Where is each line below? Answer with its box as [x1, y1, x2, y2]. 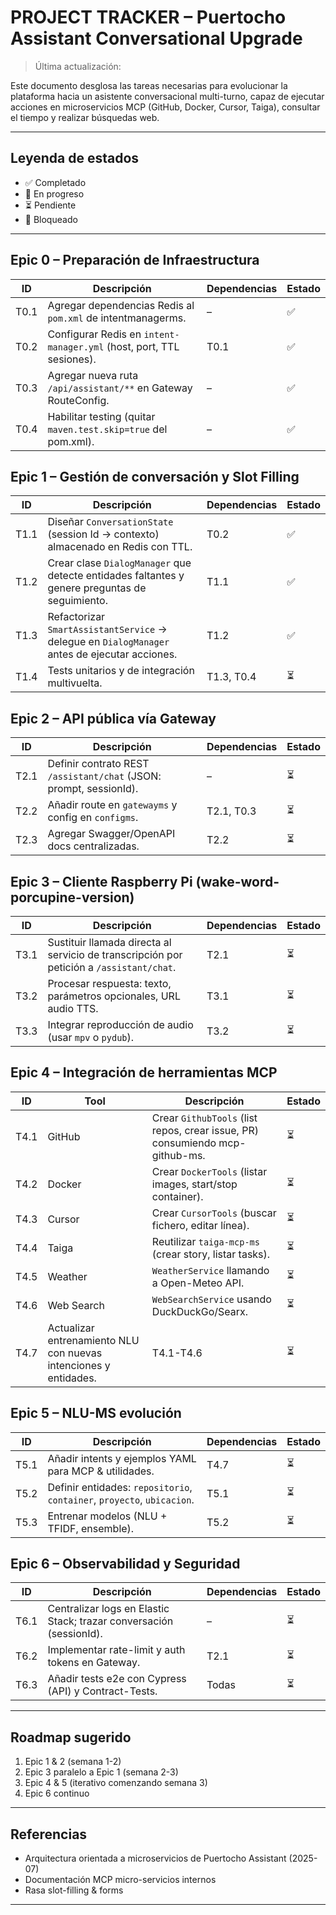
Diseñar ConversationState [47, 515, 174, 529]
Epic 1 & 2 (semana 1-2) [24, 1756, 122, 1768]
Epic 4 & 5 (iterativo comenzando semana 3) [24, 1777, 208, 1789]
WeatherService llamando [151, 1263, 270, 1277]
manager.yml [47, 341, 105, 353]
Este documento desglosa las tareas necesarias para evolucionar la [10, 79, 288, 91]
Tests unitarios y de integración [47, 664, 195, 678]
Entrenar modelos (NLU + [47, 1509, 168, 1523]
